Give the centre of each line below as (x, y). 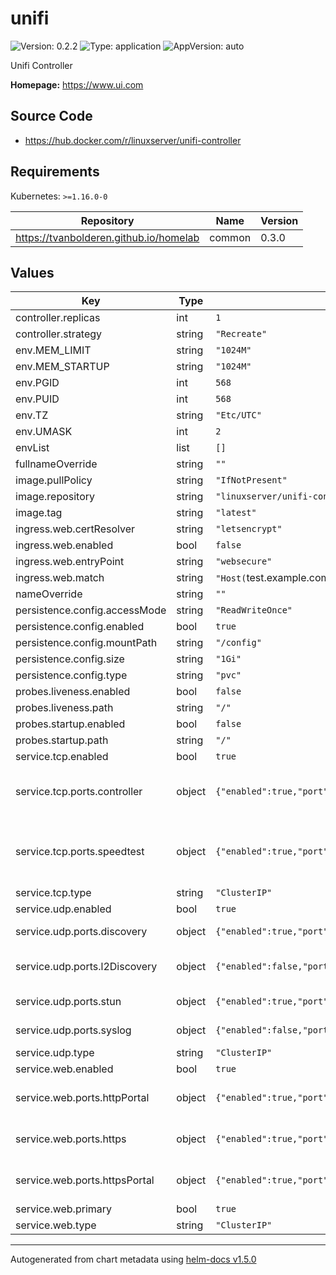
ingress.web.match (60, 578)
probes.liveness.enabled (73, 692)
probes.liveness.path (64, 708)
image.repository (55, 497)
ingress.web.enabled (64, 545)
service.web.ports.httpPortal (82, 1098)
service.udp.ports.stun (68, 1002)
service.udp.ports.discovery (81, 932)
